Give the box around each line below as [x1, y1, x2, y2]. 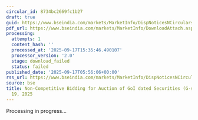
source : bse [6, 80, 35, 86]
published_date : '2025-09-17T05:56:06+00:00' [6, 69, 120, 75]
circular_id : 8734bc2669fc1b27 [6, 8, 83, 15]
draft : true [6, 14, 35, 20]
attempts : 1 [11, 36, 41, 42]
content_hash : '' [11, 42, 54, 48]
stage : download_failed [11, 58, 70, 64]
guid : [6, 20, 19, 25]
